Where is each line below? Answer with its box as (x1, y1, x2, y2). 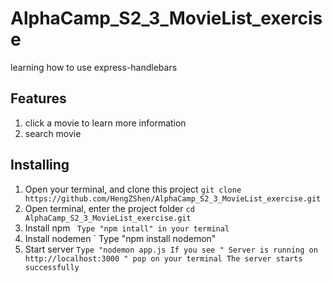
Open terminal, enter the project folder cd (24, 202, 195, 214)
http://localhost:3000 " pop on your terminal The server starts (24, 253, 303, 264)
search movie (24, 127, 82, 139)
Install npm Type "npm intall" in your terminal (24, 222, 230, 234)
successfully (24, 262, 80, 272)
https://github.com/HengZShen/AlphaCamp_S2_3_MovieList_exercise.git (24, 193, 322, 204)
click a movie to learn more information (24, 117, 187, 129)
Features (10, 90, 67, 107)
